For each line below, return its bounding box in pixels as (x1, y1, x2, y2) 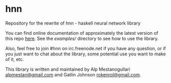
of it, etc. (5, 56, 25, 62)
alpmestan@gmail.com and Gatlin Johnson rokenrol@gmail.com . (5, 71, 141, 77)
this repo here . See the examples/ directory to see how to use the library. (5, 35, 159, 42)
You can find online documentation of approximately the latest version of (5, 30, 158, 36)
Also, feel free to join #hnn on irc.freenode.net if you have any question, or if (5, 45, 166, 51)
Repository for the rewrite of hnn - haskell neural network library (5, 20, 141, 26)
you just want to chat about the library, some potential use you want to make (5, 51, 166, 57)
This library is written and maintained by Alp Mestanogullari (5, 66, 130, 72)
